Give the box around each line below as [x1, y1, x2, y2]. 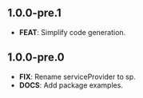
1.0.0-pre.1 [7, 6, 62, 20]
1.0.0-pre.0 [7, 51, 65, 65]
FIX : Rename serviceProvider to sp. [18, 72, 137, 81]
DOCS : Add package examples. [18, 80, 123, 90]
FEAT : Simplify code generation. [18, 27, 126, 37]
